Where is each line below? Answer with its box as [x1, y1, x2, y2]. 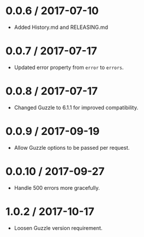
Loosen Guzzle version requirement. [14, 224, 103, 231]
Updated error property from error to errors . [14, 64, 124, 71]
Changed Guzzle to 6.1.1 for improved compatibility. [14, 104, 139, 111]
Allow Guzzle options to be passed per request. [14, 144, 130, 151]
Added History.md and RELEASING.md [14, 24, 109, 31]
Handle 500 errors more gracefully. [14, 184, 100, 191]
